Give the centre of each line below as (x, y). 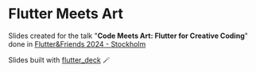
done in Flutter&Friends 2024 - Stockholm (77, 44)
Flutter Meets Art (66, 14)
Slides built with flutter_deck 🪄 (59, 59)
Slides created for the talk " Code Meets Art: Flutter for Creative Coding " (128, 36)
